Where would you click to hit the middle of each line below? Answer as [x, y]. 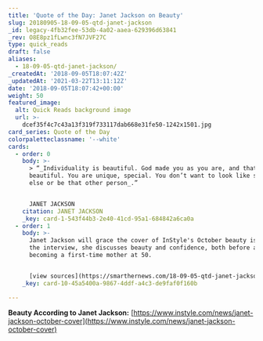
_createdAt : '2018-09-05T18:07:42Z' [68, 74]
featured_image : [34, 103]
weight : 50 [26, 96]
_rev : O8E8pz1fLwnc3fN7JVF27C [58, 37]
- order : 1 [33, 226]
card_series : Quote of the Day [59, 132]
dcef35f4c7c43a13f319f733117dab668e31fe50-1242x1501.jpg [117, 125]
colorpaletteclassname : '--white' [65, 139]
